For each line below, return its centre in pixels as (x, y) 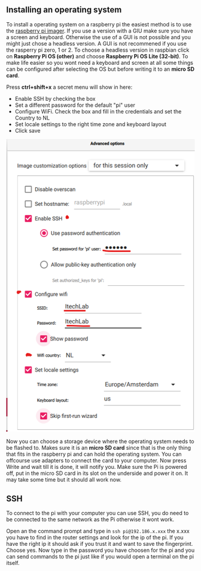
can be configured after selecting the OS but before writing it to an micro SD (100, 69)
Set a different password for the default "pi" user (75, 105)
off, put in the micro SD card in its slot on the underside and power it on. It (97, 473)
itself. (13, 563)
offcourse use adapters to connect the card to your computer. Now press (96, 461)
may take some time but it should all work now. (64, 480)
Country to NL (32, 118)
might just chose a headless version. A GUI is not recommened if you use (97, 43)
